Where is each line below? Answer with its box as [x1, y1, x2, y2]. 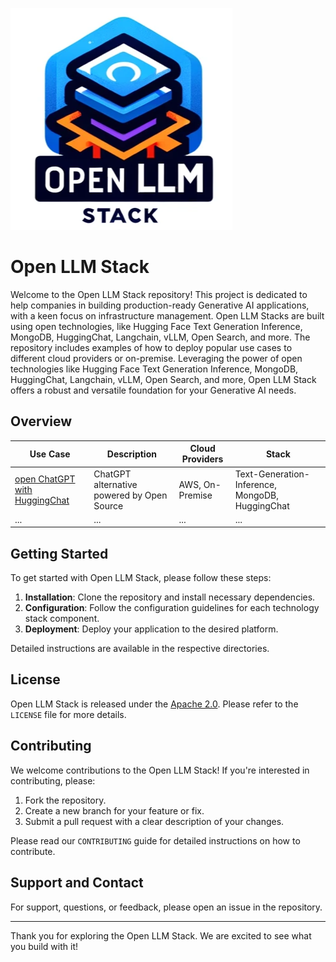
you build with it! [10, 940, 78, 952]
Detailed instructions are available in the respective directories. [10, 643, 270, 655]
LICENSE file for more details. [10, 708, 127, 720]
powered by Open [93, 489, 168, 501]
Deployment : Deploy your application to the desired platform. [24, 623, 279, 635]
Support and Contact [10, 874, 144, 892]
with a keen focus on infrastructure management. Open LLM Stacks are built [10, 309, 325, 322]
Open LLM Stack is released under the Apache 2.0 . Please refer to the [10, 698, 299, 710]
